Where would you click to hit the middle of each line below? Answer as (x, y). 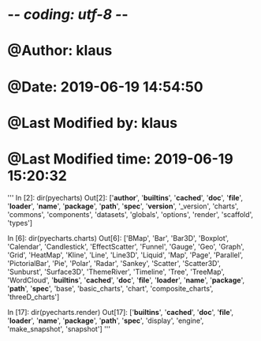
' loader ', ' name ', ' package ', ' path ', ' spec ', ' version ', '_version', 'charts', (123, 206)
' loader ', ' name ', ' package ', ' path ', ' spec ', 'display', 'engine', (106, 320)
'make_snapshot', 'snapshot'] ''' (59, 328)
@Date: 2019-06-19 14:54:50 (105, 86)
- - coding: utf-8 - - (68, 15)
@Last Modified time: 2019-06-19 (120, 159)
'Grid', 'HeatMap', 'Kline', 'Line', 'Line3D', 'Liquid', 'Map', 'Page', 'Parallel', (125, 255)
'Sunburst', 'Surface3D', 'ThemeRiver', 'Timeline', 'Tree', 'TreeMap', (116, 272)
